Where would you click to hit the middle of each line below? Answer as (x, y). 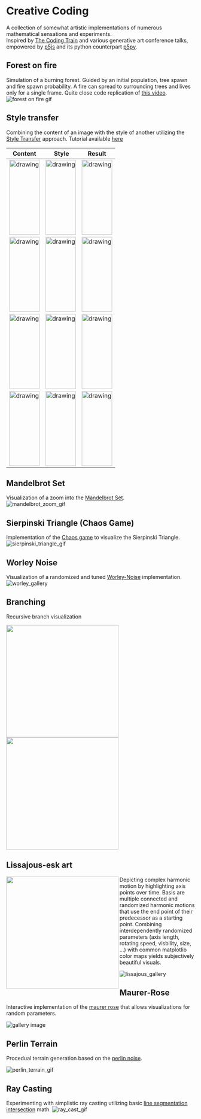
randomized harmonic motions (157, 905)
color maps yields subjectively (157, 956)
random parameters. (31, 1014)
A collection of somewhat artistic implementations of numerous (84, 28)
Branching (26, 602)
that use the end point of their (156, 911)
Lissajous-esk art (39, 865)
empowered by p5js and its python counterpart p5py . (72, 47)
